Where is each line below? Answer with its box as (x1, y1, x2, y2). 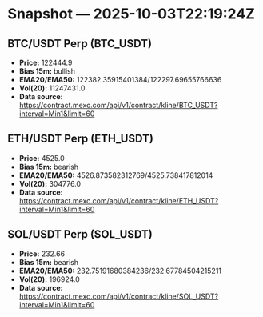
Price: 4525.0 (18, 153, 65, 163)
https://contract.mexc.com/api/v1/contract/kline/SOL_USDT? (18, 291, 219, 301)
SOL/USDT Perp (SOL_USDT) (7, 227, 153, 241)
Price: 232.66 (18, 249, 66, 259)
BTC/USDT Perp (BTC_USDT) (7, 37, 153, 50)
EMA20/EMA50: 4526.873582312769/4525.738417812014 (18, 170, 213, 180)
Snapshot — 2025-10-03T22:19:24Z (7, 5, 255, 23)
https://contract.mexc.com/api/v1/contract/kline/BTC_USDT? (18, 101, 218, 110)
